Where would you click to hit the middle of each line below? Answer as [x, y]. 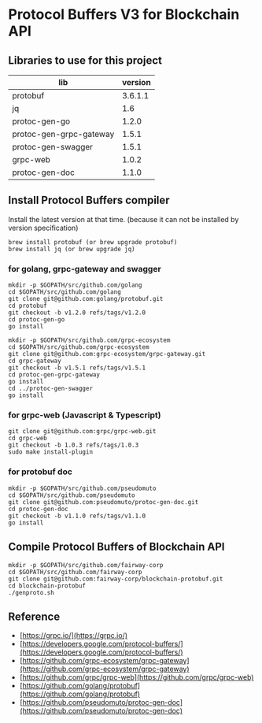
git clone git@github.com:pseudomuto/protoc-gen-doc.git [103, 502]
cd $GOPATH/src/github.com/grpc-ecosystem [79, 347]
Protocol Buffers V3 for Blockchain [124, 15]
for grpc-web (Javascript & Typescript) [85, 415]
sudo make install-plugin [50, 452]
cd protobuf [28, 306]
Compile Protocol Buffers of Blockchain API [116, 547]
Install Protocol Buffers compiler [89, 200]
